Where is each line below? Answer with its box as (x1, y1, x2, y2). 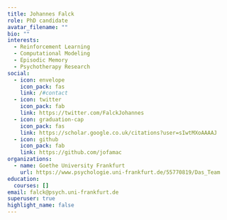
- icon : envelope (13, 76, 65, 84)
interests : (7, 37, 40, 44)
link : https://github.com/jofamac (20, 149, 122, 156)
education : (7, 175, 40, 182)
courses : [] (13, 182, 50, 189)
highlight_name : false (7, 202, 74, 209)
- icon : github (13, 136, 59, 143)
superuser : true (7, 195, 55, 202)
